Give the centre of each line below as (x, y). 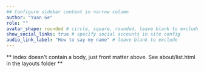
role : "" (17, 23)
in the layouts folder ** (35, 63)
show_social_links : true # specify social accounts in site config (93, 34)
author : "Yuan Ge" (29, 17)
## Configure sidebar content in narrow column (68, 12)
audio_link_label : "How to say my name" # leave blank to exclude (92, 40)
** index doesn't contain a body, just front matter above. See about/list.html (101, 57)
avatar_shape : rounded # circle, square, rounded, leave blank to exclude (103, 29)
